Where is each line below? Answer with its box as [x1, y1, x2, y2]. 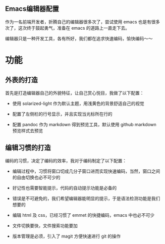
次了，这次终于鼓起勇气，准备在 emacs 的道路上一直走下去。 [5, 25, 130, 31]
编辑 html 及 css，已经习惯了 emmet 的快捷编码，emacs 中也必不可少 [12, 212, 155, 218]
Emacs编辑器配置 [5, 4, 59, 13]
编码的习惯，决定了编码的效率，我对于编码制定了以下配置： [5, 157, 127, 163]
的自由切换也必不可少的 [12, 174, 60, 180]
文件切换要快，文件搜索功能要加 [12, 222, 78, 229]
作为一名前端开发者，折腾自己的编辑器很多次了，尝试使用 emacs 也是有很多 [5, 19, 160, 25]
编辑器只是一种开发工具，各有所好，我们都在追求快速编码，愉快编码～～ [5, 35, 153, 41]
